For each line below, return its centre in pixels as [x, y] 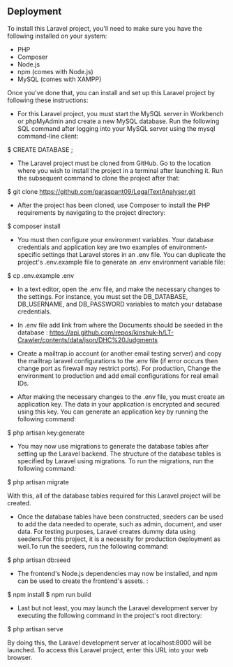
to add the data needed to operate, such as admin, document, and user [120, 524]
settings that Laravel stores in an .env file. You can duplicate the [134, 254]
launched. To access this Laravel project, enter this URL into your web [108, 650]
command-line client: [48, 136]
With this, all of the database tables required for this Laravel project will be [114, 496]
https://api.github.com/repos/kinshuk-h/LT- [112, 332]
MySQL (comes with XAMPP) [59, 79]
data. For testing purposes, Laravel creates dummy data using [106, 531]
